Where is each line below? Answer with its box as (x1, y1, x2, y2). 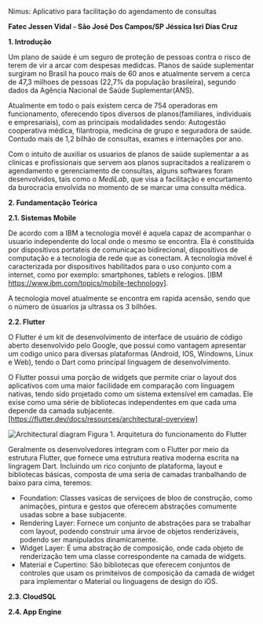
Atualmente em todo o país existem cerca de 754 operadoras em (8, 101, 218, 110)
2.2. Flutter (8, 317, 46, 327)
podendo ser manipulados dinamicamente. (19, 535, 159, 544)
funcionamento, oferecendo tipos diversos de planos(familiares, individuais (8, 109, 252, 119)
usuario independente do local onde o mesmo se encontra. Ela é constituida (8, 237, 254, 246)
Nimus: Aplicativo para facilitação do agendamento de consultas (8, 7, 217, 16)
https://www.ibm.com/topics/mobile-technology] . (8, 279, 169, 287)
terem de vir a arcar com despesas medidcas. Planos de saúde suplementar (8, 60, 254, 70)
